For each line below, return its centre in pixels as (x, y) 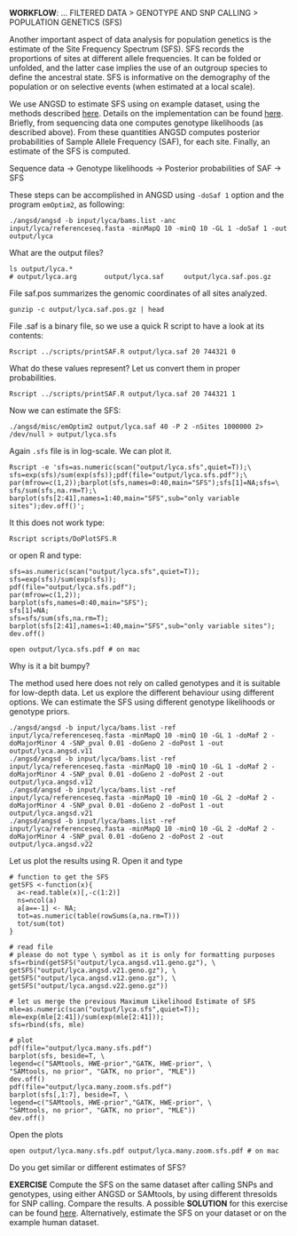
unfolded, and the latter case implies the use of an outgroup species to (138, 68)
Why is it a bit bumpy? (50, 666)
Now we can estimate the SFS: (65, 411)
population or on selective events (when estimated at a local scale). (132, 87)
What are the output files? (56, 253)
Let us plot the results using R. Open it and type (96, 861)
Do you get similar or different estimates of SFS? (98, 1167)
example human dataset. (54, 1222)
